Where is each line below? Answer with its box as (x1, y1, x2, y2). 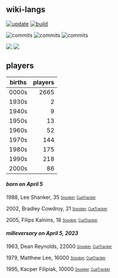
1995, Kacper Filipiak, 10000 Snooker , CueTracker (6, 266, 110, 273)
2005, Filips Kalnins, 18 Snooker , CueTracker (6, 216, 98, 223)
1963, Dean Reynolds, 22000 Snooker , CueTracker (6, 243, 112, 250)
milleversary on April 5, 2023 (6, 230, 79, 237)
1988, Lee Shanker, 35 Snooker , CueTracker (6, 194, 96, 201)
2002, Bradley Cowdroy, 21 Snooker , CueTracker (6, 205, 107, 212)
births (9, 78, 27, 86)
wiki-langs (6, 5, 46, 15)
